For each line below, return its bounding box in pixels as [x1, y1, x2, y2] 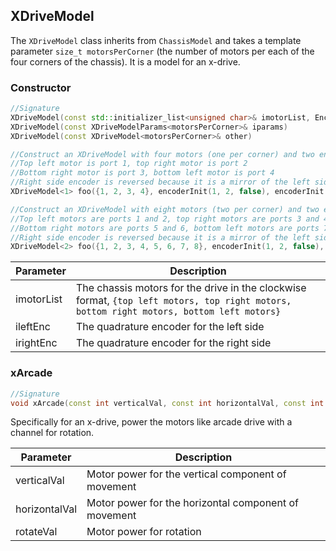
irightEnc [15, 336, 58, 350]
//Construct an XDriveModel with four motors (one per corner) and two [10, 149, 315, 159]
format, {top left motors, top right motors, [75, 294, 292, 308]
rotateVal [15, 525, 58, 539]
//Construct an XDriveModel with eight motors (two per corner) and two [10, 204, 320, 214]
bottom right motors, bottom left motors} [75, 306, 282, 318]
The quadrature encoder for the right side [75, 336, 272, 350]
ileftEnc [15, 320, 51, 334]
